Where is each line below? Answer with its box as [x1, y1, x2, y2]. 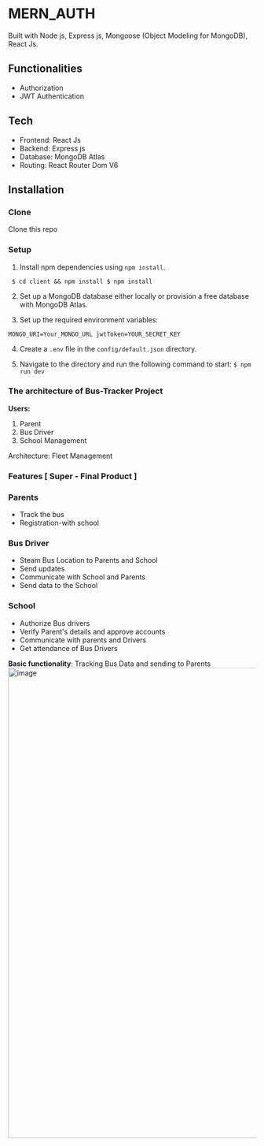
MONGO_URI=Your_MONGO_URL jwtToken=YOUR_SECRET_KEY [8, 330, 181, 338]
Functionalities [8, 62, 82, 76]
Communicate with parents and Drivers [19, 635, 147, 645]
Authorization [19, 83, 64, 92]
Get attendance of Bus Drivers [19, 643, 118, 653]
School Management [19, 435, 87, 445]
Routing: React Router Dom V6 [19, 160, 119, 169]
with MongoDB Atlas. [19, 300, 88, 309]
